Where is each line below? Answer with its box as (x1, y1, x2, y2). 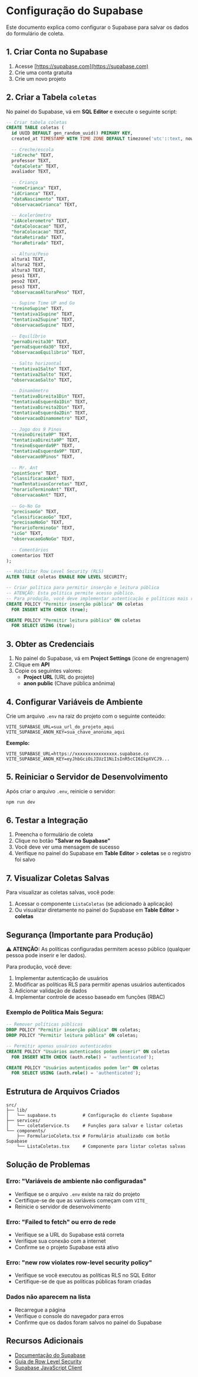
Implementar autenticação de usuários (14, 975, 108, 982)
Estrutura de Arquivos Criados (6, 1086, 120, 1096)
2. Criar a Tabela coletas (6, 93, 97, 103)
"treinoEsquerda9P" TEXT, (11, 443, 75, 449)
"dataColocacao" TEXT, (11, 224, 67, 229)
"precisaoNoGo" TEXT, (11, 520, 65, 525)
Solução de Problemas (6, 1159, 90, 1169)
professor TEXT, (11, 157, 51, 163)
